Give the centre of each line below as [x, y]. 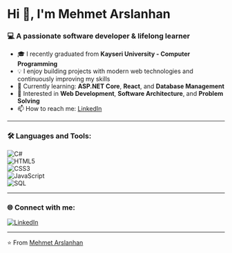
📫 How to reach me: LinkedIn [59, 109]
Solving [28, 101]
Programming [37, 64]
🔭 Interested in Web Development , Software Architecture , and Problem [120, 94]
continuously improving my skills [64, 79]
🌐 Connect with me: [41, 208]
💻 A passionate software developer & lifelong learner [99, 36]
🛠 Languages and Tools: [49, 136]
